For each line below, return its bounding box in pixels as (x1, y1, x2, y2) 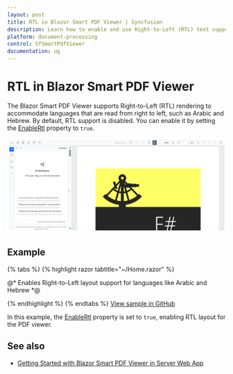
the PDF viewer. (7, 320, 53, 328)
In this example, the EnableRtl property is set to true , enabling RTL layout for (7, 313, 226, 321)
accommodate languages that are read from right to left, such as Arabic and (7, 108, 224, 117)
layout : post (7, 11, 45, 18)
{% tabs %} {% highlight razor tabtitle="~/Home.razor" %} (7, 265, 175, 273)
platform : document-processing (7, 33, 98, 40)
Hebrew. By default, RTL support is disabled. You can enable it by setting (7, 116, 216, 124)
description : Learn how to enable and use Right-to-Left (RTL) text (7, 26, 209, 33)
